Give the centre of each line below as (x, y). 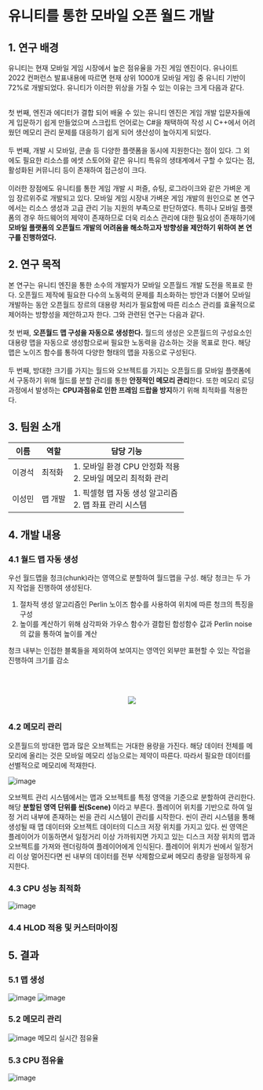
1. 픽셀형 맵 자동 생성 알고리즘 (126, 493)
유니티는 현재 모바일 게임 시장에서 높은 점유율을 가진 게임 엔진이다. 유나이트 (123, 68)
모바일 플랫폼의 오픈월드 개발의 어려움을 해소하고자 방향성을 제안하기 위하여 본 (126, 228)
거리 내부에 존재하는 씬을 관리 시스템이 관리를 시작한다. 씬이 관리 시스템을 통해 (135, 817)
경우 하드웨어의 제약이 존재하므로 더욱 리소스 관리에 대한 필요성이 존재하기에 (139, 218)
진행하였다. (40, 237)
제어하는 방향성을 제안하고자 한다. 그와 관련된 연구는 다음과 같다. (107, 314)
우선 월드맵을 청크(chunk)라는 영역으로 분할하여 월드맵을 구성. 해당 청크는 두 (125, 578)
